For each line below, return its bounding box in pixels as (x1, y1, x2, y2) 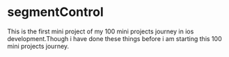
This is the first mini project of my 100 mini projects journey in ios (7, 27, 194, 35)
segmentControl (7, 4, 104, 20)
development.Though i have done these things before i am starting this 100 (7, 34, 222, 42)
